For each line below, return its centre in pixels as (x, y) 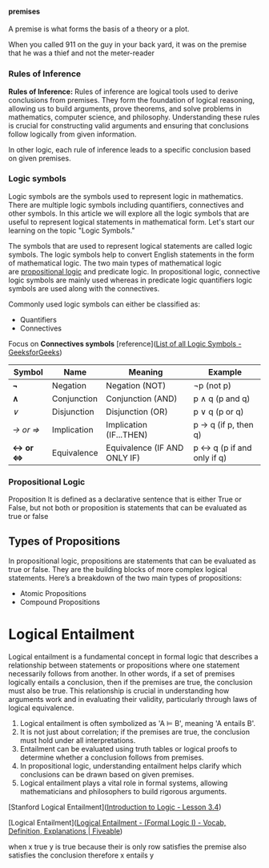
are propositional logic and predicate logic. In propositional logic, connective (134, 271)
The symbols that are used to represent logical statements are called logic (130, 245)
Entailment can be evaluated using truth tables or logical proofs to (128, 748)
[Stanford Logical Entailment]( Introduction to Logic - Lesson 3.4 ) (115, 807)
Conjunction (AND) (142, 399)
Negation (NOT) (136, 385)
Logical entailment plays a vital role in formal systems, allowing (124, 783)
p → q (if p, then (223, 424)
